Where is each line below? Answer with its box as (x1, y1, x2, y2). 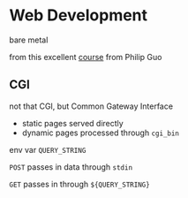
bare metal (9, 34, 49, 45)
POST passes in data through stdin (9, 161, 133, 172)
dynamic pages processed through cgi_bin (21, 127, 179, 138)
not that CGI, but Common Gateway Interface (9, 101, 174, 111)
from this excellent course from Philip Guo (9, 51, 162, 62)
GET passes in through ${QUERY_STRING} (9, 179, 150, 189)
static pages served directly (21, 118, 124, 128)
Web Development (9, 5, 148, 26)
